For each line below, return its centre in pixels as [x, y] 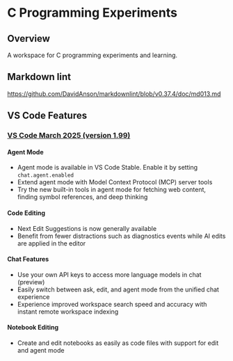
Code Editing [26, 213]
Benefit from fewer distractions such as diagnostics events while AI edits [121, 236]
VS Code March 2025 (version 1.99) [69, 136]
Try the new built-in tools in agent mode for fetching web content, [112, 190]
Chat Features [28, 259]
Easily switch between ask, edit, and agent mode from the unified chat [118, 289]
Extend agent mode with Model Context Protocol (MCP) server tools [115, 182]
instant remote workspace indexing [68, 312]
